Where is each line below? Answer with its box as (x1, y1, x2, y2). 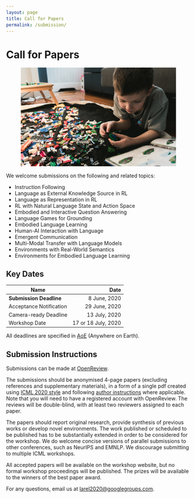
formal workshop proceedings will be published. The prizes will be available (6, 467, 189, 475)
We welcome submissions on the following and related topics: (6, 172, 155, 179)
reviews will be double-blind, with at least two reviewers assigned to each (6, 401, 184, 408)
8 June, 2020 (88, 295, 121, 302)
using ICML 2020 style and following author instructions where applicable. (6, 389, 186, 396)
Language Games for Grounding (14, 214, 93, 221)
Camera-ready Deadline (8, 311, 68, 318)
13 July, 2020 (87, 311, 121, 318)
